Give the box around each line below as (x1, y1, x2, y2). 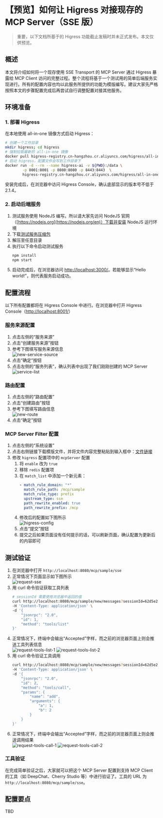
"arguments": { (30, 699, 61, 704)
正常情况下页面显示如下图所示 (12, 573, 72, 579)
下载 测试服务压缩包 (12, 231, 51, 237)
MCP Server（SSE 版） (5, 17, 98, 28)
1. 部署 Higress (5, 119, 40, 125)
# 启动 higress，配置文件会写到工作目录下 (5, 159, 81, 163)
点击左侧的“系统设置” (12, 443, 55, 448)
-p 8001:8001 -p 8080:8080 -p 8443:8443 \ (22, 167, 112, 173)
